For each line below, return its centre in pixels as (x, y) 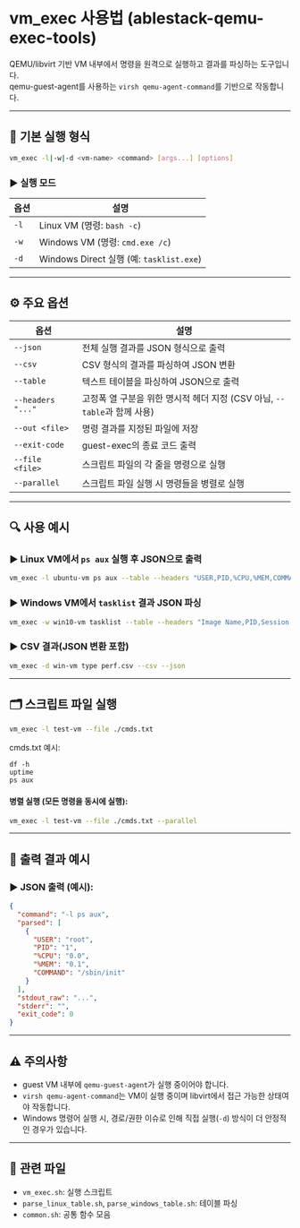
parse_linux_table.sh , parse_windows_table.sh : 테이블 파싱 (130, 1203)
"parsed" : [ (40, 923)
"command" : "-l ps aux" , (63, 915)
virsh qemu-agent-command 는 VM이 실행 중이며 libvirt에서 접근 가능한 (144, 1096)
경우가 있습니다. (59, 1129)
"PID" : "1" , (55, 948)
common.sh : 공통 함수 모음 (67, 1214)
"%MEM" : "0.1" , (61, 965)
